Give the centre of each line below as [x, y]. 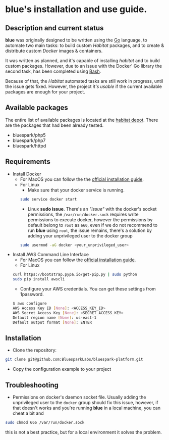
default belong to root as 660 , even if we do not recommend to [93, 225]
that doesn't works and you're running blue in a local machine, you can [86, 408]
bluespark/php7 [29, 140]
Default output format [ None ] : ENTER [52, 322]
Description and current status [54, 28]
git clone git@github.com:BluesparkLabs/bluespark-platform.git [74, 360]
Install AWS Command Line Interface [51, 255]
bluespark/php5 [29, 135]
